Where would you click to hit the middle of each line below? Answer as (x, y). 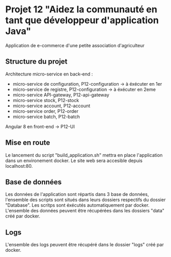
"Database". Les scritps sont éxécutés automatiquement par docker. (78, 205)
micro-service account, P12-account (52, 106)
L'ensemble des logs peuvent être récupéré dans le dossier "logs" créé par (85, 245)
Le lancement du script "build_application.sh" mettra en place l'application (84, 155)
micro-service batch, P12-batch (46, 116)
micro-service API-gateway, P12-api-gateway (61, 95)
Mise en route (28, 143)
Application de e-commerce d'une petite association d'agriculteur (75, 45)
